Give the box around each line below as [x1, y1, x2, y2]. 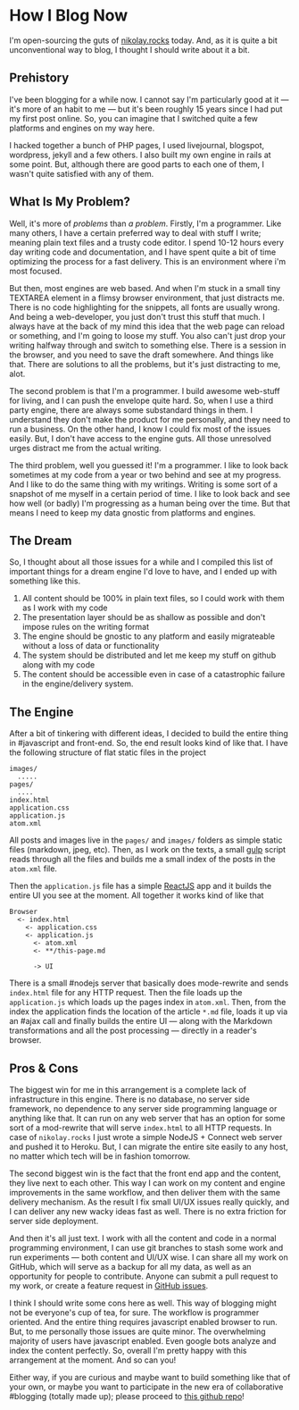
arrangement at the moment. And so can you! [9, 1355, 177, 1365]
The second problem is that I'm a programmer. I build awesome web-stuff [9, 385, 280, 396]
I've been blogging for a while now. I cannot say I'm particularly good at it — [9, 94, 289, 105]
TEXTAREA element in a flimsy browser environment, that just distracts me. [9, 292, 286, 303]
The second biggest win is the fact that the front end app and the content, [9, 1168, 281, 1179]
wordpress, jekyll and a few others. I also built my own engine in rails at [9, 149, 271, 160]
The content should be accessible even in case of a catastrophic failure [21, 669, 286, 680]
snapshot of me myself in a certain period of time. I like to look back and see [9, 488, 291, 499]
